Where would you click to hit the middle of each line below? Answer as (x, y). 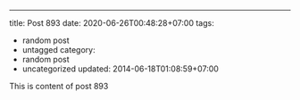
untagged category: (58, 50)
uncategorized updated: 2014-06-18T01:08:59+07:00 (120, 69)
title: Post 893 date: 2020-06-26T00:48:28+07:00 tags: (112, 23)
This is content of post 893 (59, 86)
